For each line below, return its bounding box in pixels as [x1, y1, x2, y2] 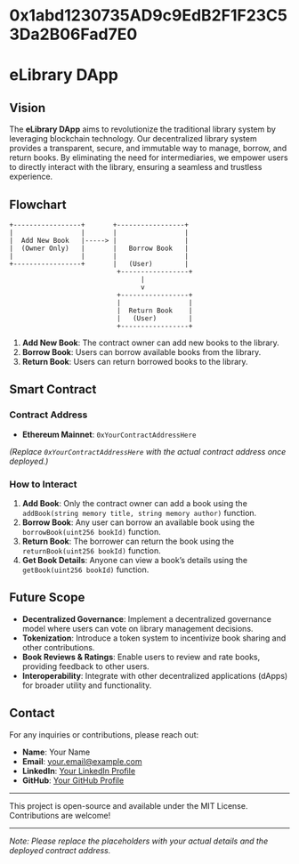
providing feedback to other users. [21, 660, 149, 672]
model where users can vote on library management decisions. [21, 623, 254, 634]
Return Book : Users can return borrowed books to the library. [21, 357, 248, 367]
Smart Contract [9, 382, 97, 397]
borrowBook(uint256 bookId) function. [21, 526, 162, 537]
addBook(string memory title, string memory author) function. [21, 507, 257, 518]
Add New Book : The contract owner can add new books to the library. [21, 337, 280, 348]
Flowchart [9, 197, 67, 212]
